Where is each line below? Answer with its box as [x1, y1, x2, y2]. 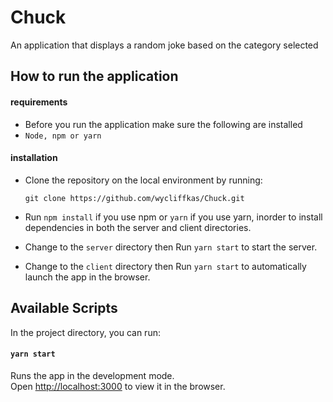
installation [10, 152, 58, 164]
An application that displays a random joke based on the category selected [10, 39, 319, 51]
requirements [10, 96, 68, 108]
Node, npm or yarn [24, 131, 102, 141]
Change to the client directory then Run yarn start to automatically [24, 260, 307, 272]
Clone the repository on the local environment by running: [24, 174, 263, 186]
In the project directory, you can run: [10, 326, 161, 338]
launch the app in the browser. [24, 271, 151, 283]
